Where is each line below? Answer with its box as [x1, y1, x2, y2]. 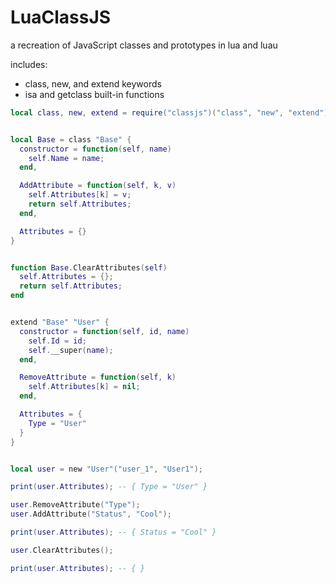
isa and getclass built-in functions [24, 88, 165, 100]
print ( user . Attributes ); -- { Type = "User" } [10, 482, 208, 492]
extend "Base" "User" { [10, 317, 110, 328]
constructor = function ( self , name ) [19, 144, 172, 154]
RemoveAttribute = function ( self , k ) [19, 372, 177, 383]
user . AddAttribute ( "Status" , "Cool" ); [10, 509, 172, 520]
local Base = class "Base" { [10, 134, 132, 145]
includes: [10, 58, 48, 70]
